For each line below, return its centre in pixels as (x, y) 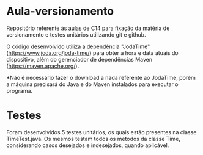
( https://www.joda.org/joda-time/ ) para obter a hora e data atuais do (92, 52)
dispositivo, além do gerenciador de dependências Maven (79, 59)
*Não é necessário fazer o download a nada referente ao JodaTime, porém (101, 77)
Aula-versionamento (60, 11)
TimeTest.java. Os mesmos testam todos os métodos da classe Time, (93, 139)
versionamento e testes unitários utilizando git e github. (76, 34)
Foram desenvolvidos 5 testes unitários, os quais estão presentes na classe (102, 132)
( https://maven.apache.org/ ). (43, 66)
